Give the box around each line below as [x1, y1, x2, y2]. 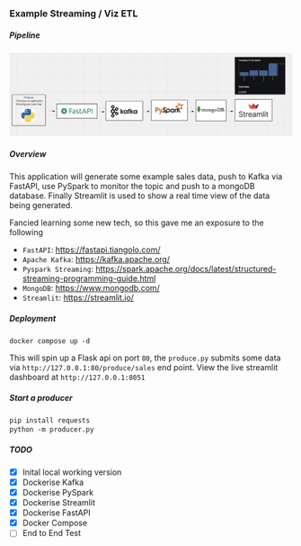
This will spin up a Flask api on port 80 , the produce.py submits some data [9, 352, 281, 363]
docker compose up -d [9, 336, 91, 345]
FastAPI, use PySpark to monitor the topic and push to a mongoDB [9, 181, 256, 191]
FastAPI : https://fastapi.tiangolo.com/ [22, 244, 161, 255]
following [9, 227, 43, 237]
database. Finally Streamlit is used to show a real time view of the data [9, 190, 270, 201]
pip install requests [9, 415, 91, 425]
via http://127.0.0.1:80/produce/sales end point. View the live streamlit [9, 361, 279, 372]
